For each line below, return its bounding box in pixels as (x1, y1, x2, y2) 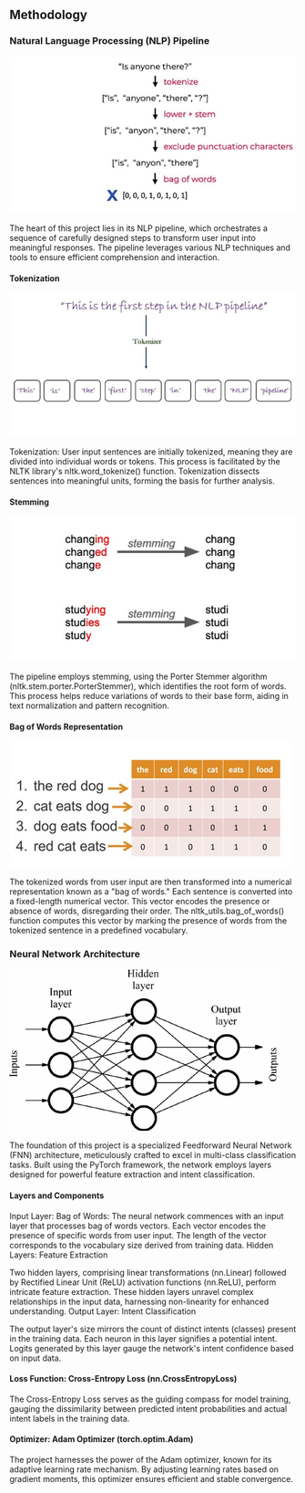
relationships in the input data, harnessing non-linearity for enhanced (9, 1296, 269, 1307)
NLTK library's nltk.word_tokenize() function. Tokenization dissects (9, 465, 260, 477)
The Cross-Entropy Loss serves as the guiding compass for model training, (9, 1394, 291, 1404)
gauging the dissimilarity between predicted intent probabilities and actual (9, 1403, 288, 1414)
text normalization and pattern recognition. (9, 700, 170, 711)
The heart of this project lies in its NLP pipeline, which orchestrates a (9, 223, 269, 234)
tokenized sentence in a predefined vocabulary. (9, 925, 188, 936)
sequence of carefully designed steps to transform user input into (9, 233, 257, 244)
